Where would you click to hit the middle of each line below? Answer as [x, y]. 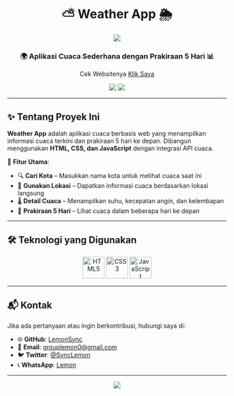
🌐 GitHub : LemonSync [50, 339]
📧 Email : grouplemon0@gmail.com [67, 347]
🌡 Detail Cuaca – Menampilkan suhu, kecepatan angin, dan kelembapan [120, 201]
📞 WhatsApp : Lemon [47, 365]
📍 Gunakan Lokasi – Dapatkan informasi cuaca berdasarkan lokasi [113, 186]
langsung [31, 193]
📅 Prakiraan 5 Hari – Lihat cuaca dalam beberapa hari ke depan [108, 211]
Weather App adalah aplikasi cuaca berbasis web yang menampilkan [107, 134]
